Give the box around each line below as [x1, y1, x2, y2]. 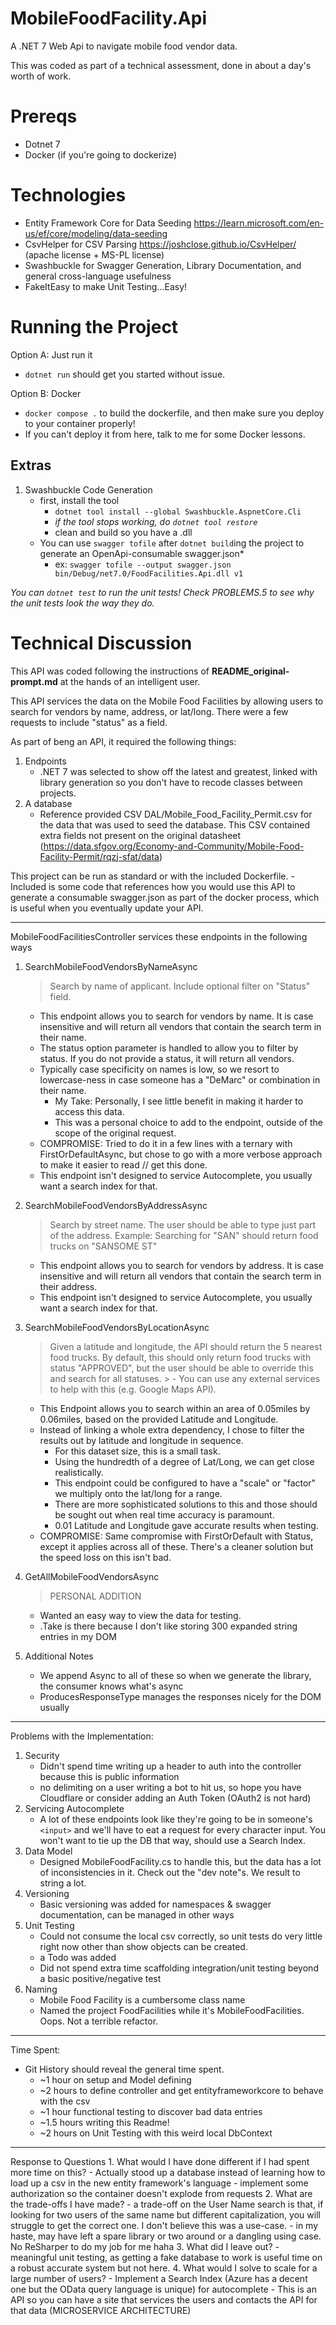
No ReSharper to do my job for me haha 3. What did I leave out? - [10, 2240, 280, 2252]
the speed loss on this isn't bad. [39, 1551, 172, 1563]
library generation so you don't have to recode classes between [39, 776, 303, 788]
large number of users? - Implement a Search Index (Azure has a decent [10, 2272, 308, 2284]
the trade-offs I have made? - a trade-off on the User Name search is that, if [10, 2198, 324, 2210]
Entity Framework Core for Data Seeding [24, 217, 192, 229]
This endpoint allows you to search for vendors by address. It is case [39, 1259, 324, 1271]
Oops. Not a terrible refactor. [39, 2015, 159, 2027]
